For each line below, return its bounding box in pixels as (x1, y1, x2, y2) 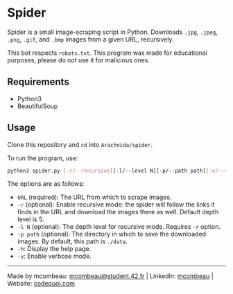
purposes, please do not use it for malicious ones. (7, 55, 150, 64)
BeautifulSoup (17, 102, 58, 110)
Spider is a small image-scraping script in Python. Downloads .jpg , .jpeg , (7, 28, 218, 36)
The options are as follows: (7, 180, 85, 188)
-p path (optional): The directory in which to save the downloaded (17, 230, 207, 239)
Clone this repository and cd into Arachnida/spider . (7, 140, 153, 148)
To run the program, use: (7, 154, 78, 162)
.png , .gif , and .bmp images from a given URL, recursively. (7, 35, 174, 43)
